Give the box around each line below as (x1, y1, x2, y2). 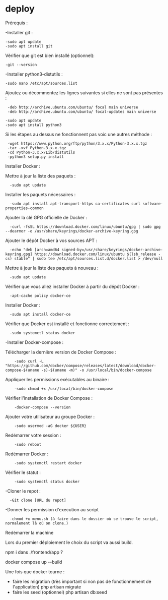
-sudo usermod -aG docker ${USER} (14, 423, 87, 429)
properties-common (5, 205, 44, 211)
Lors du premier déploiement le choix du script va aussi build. (5, 539, 133, 545)
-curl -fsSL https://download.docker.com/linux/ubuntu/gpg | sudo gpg (10, 224, 161, 229)
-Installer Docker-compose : (5, 339, 64, 345)
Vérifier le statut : (5, 469, 41, 475)
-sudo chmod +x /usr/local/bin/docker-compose (14, 386, 114, 391)
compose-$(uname (5, 368, 39, 373)
